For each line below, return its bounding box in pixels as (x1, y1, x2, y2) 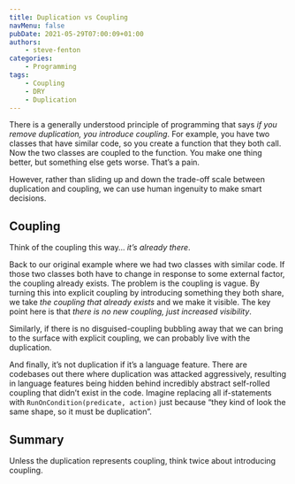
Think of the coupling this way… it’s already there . (9, 242, 192, 253)
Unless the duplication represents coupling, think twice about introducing (9, 456, 276, 465)
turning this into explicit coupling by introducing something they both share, (9, 288, 284, 298)
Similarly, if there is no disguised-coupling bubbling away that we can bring (9, 324, 284, 334)
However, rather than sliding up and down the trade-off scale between (9, 174, 265, 185)
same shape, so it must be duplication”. (9, 406, 152, 417)
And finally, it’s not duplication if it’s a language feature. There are (9, 359, 247, 370)
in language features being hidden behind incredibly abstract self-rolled (9, 378, 270, 389)
